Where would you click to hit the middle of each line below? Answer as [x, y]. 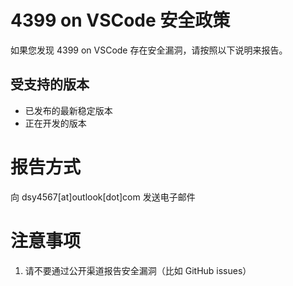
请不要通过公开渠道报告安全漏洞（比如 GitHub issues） [138, 270]
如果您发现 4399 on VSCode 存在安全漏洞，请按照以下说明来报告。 [149, 50]
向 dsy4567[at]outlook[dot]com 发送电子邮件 [103, 197]
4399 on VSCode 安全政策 [120, 20]
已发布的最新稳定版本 [68, 110]
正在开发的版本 [55, 123]
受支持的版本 [50, 84]
